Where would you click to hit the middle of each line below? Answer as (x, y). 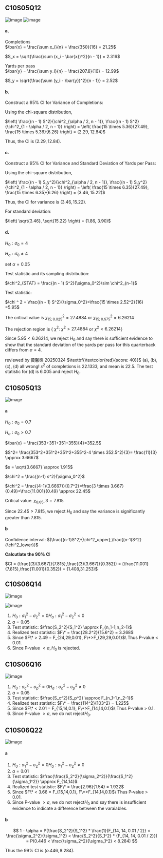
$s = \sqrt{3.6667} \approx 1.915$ (39, 467)
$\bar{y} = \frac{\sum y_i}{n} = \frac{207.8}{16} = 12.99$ (62, 71)
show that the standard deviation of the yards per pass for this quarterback (80, 345)
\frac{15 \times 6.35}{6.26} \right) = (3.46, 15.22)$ (55, 193)
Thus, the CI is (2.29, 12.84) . (33, 142)
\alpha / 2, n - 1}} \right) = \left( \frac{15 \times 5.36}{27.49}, (89, 127)
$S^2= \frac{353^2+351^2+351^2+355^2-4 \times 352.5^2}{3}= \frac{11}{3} (81, 452)
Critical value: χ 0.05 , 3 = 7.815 (35, 501)
